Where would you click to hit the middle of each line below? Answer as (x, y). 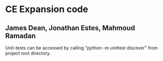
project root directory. (28, 53)
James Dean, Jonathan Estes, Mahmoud (70, 28)
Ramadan (21, 36)
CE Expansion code (47, 9)
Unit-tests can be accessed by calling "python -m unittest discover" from (81, 48)
